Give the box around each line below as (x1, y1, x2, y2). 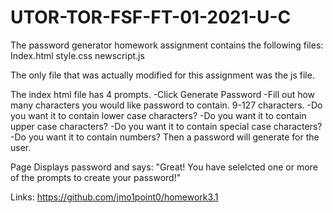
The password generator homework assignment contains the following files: (10, 39, 324, 51)
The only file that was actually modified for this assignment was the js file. (10, 69, 315, 81)
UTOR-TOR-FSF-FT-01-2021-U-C (10, 6, 292, 29)
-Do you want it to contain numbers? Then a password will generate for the (10, 131, 320, 143)
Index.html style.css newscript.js (10, 49, 145, 61)
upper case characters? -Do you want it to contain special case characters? (10, 120, 323, 132)
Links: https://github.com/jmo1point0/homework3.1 (10, 191, 219, 203)
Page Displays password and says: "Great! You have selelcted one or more (10, 161, 318, 173)
